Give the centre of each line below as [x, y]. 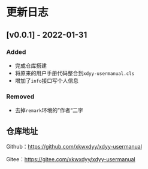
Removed [20, 96]
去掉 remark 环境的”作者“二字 [49, 110]
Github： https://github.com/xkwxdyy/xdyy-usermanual [74, 146]
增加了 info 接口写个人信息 [47, 80]
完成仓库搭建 [31, 65]
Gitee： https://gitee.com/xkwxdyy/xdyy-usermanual [71, 159]
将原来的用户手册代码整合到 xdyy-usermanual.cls [75, 73]
